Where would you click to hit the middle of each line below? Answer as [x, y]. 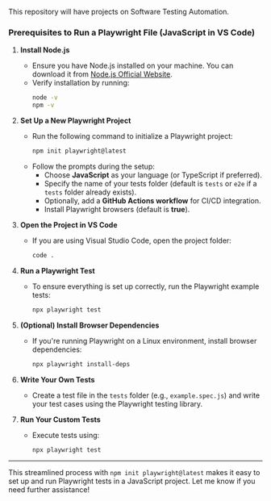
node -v [45, 98]
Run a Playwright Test [57, 270]
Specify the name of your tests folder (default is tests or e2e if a [150, 183]
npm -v [43, 105]
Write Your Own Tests [57, 379]
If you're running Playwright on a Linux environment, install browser [144, 340]
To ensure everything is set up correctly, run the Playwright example [146, 286]
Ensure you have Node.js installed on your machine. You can [133, 66]
